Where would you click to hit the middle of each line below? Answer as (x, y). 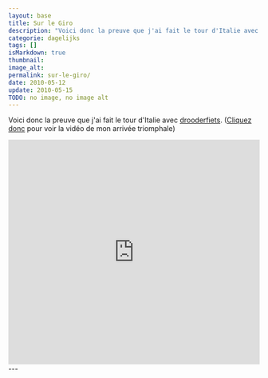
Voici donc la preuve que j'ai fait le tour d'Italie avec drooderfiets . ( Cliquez (130, 120)
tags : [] (23, 46)
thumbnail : (26, 61)
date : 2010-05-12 (37, 82)
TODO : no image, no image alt (59, 97)
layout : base (30, 16)
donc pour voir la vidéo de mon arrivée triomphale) (92, 129)
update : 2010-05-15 (41, 90)
